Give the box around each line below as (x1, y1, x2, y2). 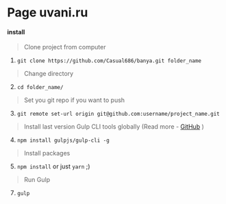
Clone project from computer (23, 43, 106, 51)
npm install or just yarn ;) (16, 162, 90, 170)
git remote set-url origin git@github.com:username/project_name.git (16, 111, 221, 118)
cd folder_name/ (16, 84, 64, 91)
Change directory (23, 70, 74, 78)
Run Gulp (23, 176, 50, 184)
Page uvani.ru (7, 5, 88, 21)
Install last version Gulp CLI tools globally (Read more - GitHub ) (23, 123, 204, 131)
